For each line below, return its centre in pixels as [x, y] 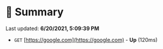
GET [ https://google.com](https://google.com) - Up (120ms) [86, 40]
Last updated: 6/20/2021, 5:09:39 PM [53, 28]
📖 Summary [35, 12]
